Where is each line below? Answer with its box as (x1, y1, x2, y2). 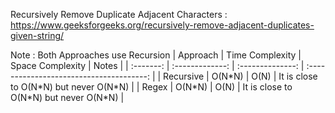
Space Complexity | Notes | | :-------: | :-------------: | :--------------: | (10, 60, 305, 71)
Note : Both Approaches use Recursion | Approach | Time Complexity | (10, 49, 302, 61)
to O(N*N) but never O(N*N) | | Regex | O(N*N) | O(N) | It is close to (10, 81, 293, 93)
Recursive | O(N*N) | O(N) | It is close (163, 70, 318, 82)
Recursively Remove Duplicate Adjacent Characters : (10, 9, 228, 20)
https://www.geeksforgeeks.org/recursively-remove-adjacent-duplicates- (10, 19, 315, 31)
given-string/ (10, 30, 65, 41)
